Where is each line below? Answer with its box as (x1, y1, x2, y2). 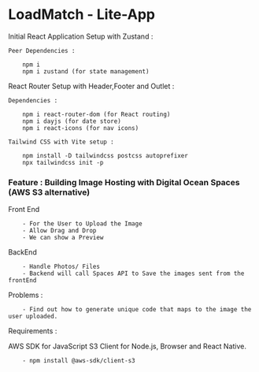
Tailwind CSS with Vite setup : (8, 138, 114, 146)
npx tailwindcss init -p (22, 158, 104, 166)
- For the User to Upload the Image (22, 220, 143, 228)
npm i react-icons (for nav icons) (22, 124, 139, 132)
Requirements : (8, 326, 57, 336)
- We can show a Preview (22, 234, 104, 242)
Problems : (8, 290, 43, 300)
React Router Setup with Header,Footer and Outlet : (8, 81, 175, 91)
